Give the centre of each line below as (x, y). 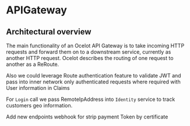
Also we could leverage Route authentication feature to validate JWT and (94, 76)
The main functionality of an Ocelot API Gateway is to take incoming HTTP (95, 45)
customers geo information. (39, 105)
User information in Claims (38, 88)
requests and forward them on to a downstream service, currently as (89, 52)
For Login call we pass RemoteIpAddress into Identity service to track (91, 99)
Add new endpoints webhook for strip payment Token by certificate (87, 117)
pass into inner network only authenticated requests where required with (93, 82)
